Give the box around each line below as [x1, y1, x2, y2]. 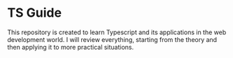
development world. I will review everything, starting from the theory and [7, 35, 218, 43]
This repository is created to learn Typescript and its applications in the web [7, 28, 227, 36]
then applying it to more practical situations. [7, 43, 134, 51]
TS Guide [7, 5, 62, 21]
